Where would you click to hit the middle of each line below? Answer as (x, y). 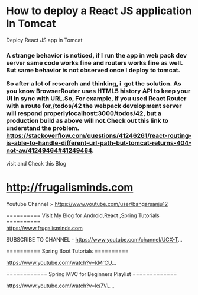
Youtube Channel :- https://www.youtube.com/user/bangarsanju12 (87, 204)
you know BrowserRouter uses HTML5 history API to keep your (98, 91)
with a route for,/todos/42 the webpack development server (94, 106)
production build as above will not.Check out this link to (87, 121)
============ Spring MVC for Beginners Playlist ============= (92, 274)
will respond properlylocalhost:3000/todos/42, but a (84, 113)
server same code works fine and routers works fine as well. (95, 62)
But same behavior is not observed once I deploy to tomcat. (93, 70)
